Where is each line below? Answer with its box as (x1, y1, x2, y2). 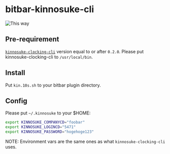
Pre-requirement (5, 35, 59, 44)
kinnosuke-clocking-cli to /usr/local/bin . (5, 54, 93, 60)
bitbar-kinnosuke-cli (5, 4, 94, 15)
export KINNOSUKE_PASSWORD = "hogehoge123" (5, 129, 94, 135)
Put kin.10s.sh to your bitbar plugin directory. (5, 82, 101, 88)
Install (5, 68, 25, 77)
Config (5, 96, 27, 105)
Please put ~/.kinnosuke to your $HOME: (5, 110, 91, 116)
